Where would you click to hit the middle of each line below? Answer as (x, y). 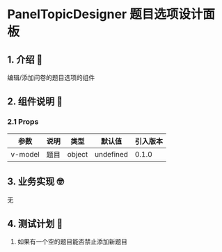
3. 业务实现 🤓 (35, 182)
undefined (111, 154)
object (78, 154)
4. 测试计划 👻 (35, 223)
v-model (25, 154)
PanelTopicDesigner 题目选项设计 (105, 14)
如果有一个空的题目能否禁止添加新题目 (72, 242)
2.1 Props (23, 122)
